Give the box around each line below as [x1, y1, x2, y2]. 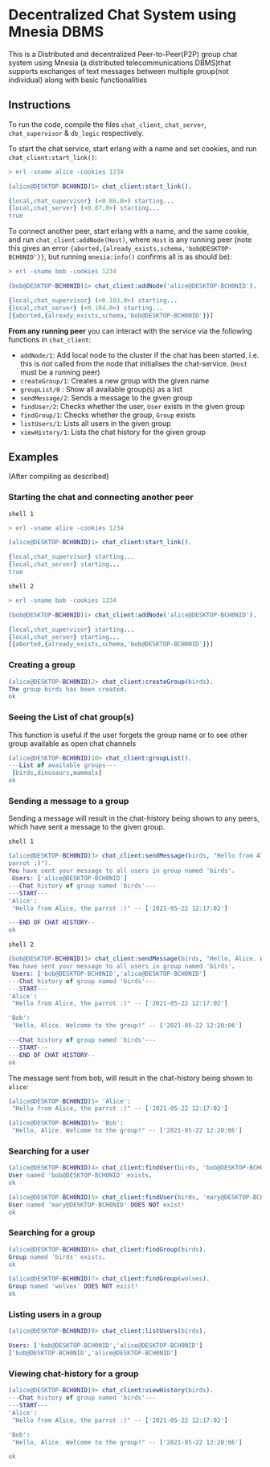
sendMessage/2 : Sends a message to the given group [19, 392, 193, 403]
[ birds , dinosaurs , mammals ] [11, 769, 103, 777]
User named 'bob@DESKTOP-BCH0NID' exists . [8, 1171, 153, 1179]
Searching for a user [8, 1145, 90, 1157]
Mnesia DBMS [8, 23, 104, 41]
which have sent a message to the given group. [8, 822, 166, 832]
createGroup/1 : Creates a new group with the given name [19, 375, 210, 385]
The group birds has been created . [8, 685, 128, 693]
